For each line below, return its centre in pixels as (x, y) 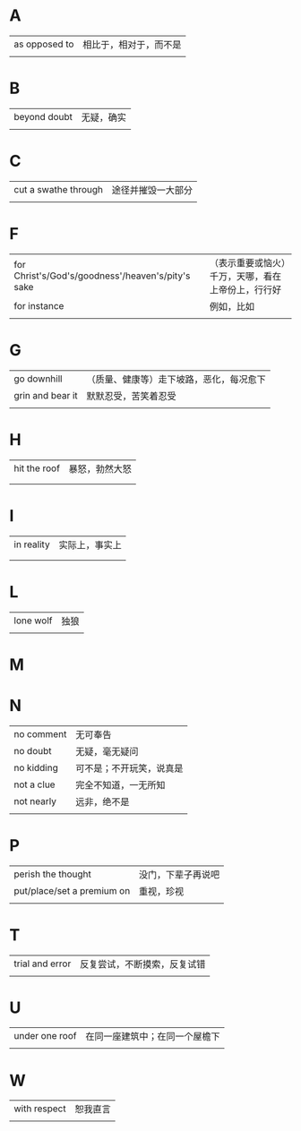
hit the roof (37, 468)
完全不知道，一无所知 (120, 784)
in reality (32, 544)
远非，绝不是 (103, 801)
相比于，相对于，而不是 (132, 44)
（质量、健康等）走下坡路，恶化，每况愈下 (176, 379)
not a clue (34, 784)
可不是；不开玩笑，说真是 (129, 768)
